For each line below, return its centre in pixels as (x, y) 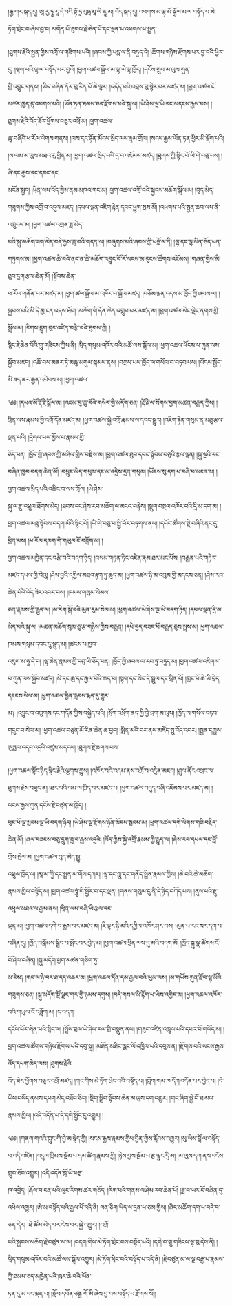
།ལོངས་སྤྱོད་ (210, 362)
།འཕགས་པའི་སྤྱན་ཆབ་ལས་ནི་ (189, 207)
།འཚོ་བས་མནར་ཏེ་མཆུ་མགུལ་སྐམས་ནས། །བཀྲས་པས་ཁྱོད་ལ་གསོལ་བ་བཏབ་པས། (114, 362)
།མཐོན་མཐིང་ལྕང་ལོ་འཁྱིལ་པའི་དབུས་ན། (136, 1046)
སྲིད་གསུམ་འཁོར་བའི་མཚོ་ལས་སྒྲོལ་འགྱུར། (51, 1259)
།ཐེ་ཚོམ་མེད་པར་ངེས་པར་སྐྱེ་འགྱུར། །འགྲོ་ (68, 1224)
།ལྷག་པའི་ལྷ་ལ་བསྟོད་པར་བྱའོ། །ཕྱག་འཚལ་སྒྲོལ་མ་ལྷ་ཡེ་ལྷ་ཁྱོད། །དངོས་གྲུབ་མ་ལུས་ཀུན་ (102, 69)
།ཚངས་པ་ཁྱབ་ (83, 644)
